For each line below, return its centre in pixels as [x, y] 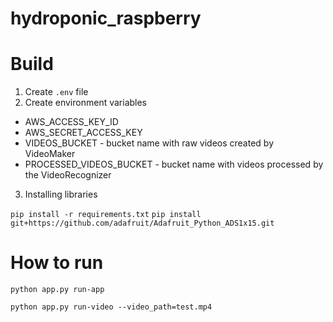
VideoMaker [50, 154]
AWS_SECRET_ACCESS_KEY [83, 133]
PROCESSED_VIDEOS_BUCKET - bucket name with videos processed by [174, 164]
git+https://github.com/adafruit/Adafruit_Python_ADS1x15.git [142, 223]
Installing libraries [61, 194]
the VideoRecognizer [68, 175]
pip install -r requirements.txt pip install [106, 215]
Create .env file [56, 92]
